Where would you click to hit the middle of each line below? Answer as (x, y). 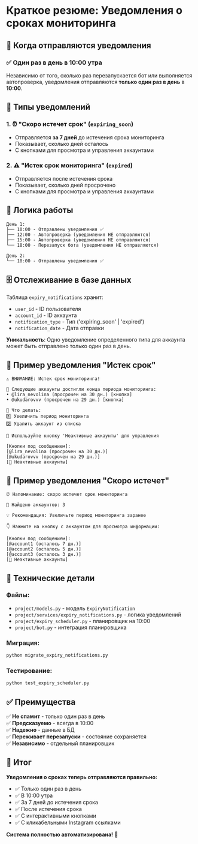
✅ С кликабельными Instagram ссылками (68, 822)
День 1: (16, 224)
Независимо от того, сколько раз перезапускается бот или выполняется (99, 75)
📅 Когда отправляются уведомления (79, 45)
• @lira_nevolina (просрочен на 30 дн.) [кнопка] (69, 395)
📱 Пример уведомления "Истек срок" (81, 365)
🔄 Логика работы (40, 210)
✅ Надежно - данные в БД (40, 729)
